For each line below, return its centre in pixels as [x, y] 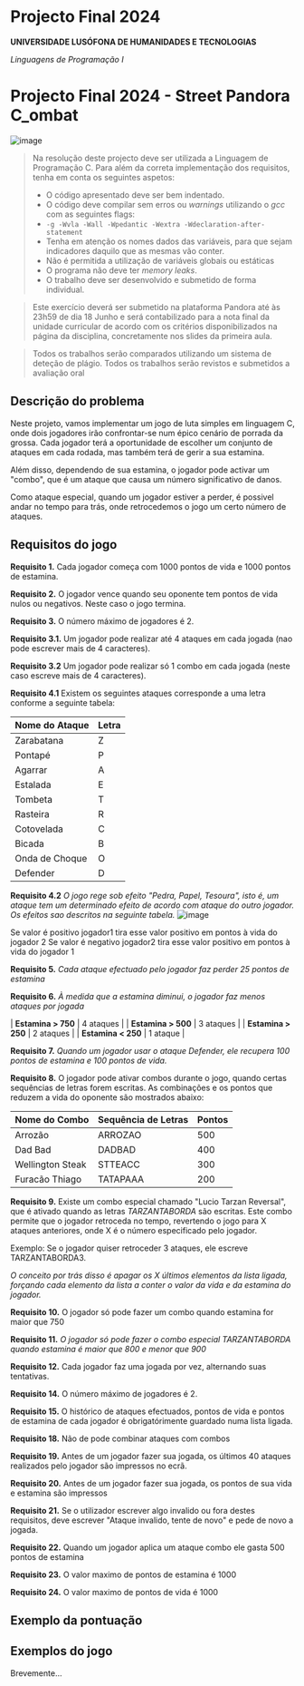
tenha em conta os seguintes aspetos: [104, 177]
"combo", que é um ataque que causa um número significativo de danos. [146, 479]
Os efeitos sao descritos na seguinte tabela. [93, 914]
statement [65, 232]
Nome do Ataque [52, 725]
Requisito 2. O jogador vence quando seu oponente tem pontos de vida [144, 594]
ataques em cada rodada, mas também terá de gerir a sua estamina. [138, 452]
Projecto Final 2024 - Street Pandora [150, 96]
